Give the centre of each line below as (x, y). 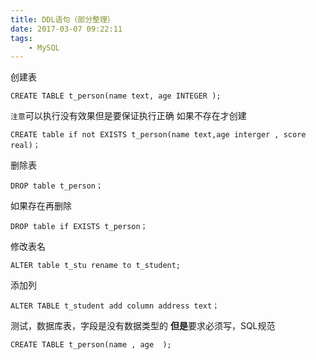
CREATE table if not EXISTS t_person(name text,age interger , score (158, 135)
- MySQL (44, 47)
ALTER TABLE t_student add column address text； (115, 306)
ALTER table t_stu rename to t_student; (96, 266)
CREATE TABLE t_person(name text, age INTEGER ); (116, 96)
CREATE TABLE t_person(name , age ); (91, 345)
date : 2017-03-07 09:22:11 (66, 29)
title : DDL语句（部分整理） (62, 19)
